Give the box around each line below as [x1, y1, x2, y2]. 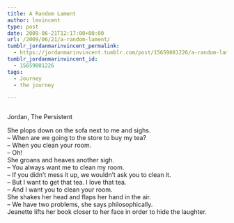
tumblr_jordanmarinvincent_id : [7, 56, 98, 63]
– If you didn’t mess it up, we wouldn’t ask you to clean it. [7, 171, 171, 179]
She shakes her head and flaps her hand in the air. [7, 193, 152, 201]
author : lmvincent [7, 17, 61, 24]
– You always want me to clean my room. [7, 163, 125, 171]
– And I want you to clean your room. [7, 185, 113, 194]
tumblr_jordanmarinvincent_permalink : [7, 43, 120, 49]
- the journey [13, 82, 54, 89]
